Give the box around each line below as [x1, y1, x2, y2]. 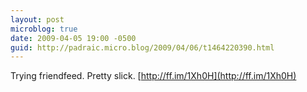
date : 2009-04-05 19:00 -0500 [10, 33, 137, 43]
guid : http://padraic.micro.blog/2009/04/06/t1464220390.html [10, 42, 275, 53]
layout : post [10, 14, 65, 25]
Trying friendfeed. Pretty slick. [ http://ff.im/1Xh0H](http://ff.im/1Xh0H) [10, 70, 297, 82]
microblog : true [10, 24, 78, 34]
